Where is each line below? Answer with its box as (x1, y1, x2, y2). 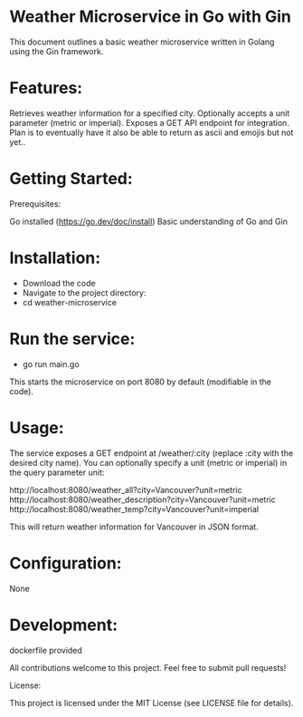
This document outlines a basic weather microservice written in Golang (9, 36, 275, 47)
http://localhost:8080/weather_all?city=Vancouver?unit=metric (9, 484, 242, 495)
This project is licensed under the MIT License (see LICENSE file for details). (9, 697, 294, 708)
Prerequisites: (9, 198, 62, 209)
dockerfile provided (9, 644, 83, 655)
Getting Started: (9, 169, 133, 189)
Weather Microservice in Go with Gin (9, 6, 292, 27)
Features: (9, 78, 83, 99)
